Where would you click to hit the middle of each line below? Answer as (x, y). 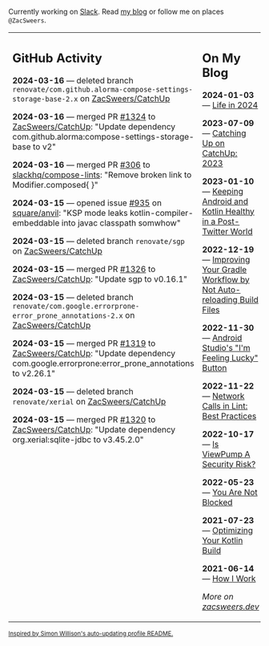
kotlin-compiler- (161, 213)
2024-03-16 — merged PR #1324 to (84, 116)
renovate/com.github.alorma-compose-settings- (103, 89)
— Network (223, 396)
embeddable (36, 222)
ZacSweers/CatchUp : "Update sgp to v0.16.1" (100, 278)
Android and (225, 201)
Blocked (217, 502)
